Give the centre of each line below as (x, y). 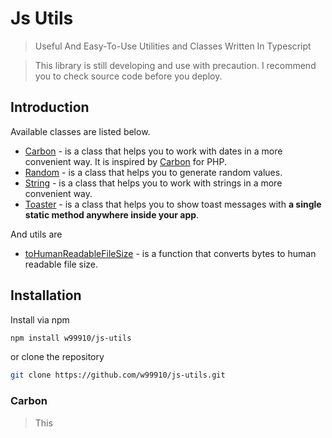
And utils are (36, 234)
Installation (46, 295)
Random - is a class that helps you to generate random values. (153, 172)
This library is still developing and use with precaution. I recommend (175, 65)
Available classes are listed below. (80, 131)
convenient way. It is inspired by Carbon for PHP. (125, 161)
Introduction (50, 107)
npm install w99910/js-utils (71, 338)
